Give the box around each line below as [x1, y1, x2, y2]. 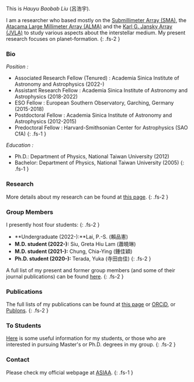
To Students [6, 322, 41, 330]
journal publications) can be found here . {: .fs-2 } [6, 273, 124, 280]
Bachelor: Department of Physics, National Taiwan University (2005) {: [14, 159, 185, 166]
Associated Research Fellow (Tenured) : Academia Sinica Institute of [14, 75, 179, 82]
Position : [6, 63, 29, 70]
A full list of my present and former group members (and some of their [6, 266, 175, 273]
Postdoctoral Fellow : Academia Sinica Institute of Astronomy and [14, 112, 172, 119]
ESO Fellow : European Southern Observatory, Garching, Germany [14, 99, 174, 106]
